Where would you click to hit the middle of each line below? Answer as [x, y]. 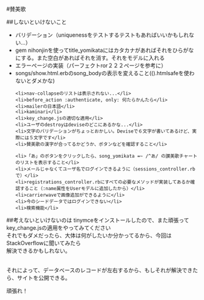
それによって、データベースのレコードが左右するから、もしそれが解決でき [100, 270]
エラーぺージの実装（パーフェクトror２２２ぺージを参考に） [91, 65]
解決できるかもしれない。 [38, 251]
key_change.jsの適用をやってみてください [59, 228]
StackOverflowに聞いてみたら [44, 243]
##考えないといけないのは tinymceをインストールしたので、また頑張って [98, 220]
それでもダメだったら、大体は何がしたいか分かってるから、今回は [89, 235]
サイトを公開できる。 [44, 278]
